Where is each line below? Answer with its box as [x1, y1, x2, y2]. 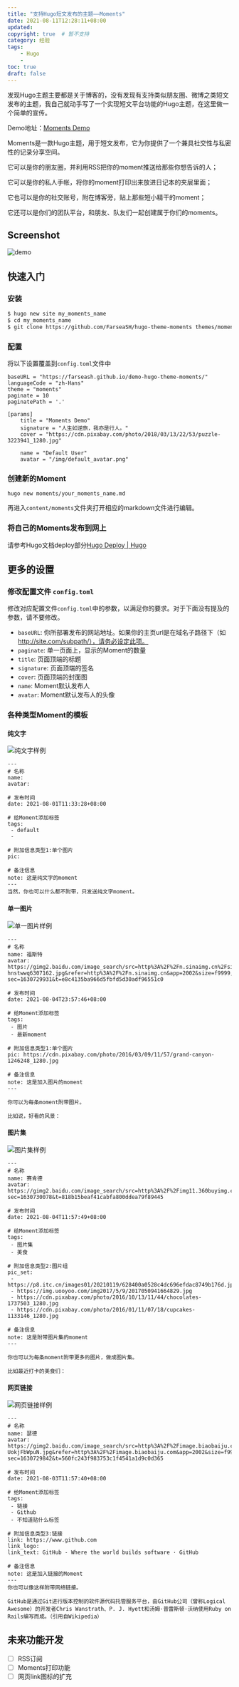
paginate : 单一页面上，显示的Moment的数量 [17, 646, 147, 655]
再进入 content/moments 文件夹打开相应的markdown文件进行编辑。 [7, 504, 198, 512]
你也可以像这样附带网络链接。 [7, 1584, 82, 1591]
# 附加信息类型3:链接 [7, 1530, 63, 1537]
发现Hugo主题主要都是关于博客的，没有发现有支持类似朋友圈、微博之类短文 [7, 90, 229, 99]
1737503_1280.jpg [7, 1299, 59, 1307]
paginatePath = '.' [7, 398, 65, 405]
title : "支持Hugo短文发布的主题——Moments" [7, 10, 126, 18]
